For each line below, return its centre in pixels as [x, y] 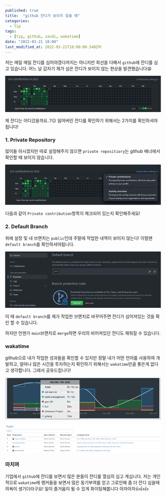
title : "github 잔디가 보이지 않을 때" [42, 16]
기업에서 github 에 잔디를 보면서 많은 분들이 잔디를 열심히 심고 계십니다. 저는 [78, 476]
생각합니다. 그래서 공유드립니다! [41, 370]
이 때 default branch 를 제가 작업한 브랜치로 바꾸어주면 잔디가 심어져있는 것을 [80, 316]
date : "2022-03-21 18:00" [32, 42]
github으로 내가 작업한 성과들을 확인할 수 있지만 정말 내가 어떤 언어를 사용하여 [80, 358]
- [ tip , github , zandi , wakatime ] [45, 37]
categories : [17, 21]
